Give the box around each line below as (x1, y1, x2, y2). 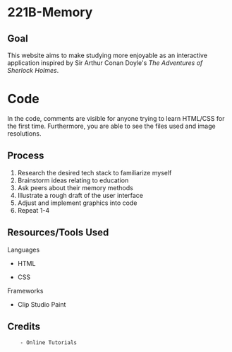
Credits (7, 320, 41, 332)
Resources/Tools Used (7, 227, 109, 239)
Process (7, 150, 44, 162)
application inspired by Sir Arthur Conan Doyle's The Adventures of (7, 59, 203, 67)
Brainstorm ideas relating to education (17, 176, 129, 184)
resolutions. (7, 129, 42, 138)
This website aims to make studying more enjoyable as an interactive (7, 51, 208, 59)
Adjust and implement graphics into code (17, 199, 138, 207)
